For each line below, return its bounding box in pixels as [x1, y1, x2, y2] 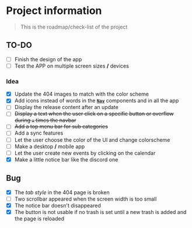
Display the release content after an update [14, 104, 118, 111]
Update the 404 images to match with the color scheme [14, 90, 149, 97]
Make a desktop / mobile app [14, 143, 85, 150]
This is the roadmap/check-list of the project [20, 23, 128, 30]
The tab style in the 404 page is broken [14, 188, 110, 196]
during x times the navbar [14, 117, 76, 124]
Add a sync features [14, 129, 64, 136]
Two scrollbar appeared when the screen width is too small [14, 195, 157, 202]
